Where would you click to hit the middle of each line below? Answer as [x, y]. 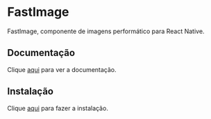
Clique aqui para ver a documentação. [62, 69]
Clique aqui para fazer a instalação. [58, 108]
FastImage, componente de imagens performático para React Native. [106, 31]
